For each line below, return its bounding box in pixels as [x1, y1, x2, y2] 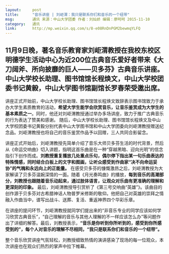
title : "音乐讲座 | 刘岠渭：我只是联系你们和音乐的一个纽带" [5, 12, 130, 17]
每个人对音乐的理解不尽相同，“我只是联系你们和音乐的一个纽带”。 [25, 226, 162, 232]
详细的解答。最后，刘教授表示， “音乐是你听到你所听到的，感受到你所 [14, 220, 157, 226]
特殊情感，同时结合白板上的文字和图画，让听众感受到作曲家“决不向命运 [5, 159, 153, 165]
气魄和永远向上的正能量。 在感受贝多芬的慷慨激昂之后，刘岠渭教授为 [16, 165, 159, 171]
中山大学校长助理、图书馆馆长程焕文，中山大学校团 [5, 74, 164, 83]
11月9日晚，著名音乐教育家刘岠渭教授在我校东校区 [5, 46, 161, 54]
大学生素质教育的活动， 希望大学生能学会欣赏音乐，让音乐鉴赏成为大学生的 [9, 104, 164, 110]
